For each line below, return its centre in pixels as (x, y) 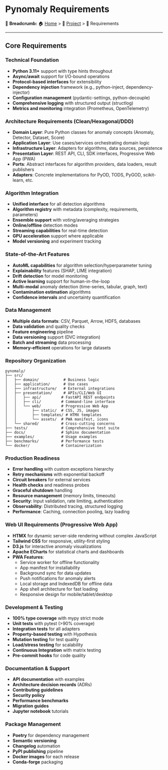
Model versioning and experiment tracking (57, 241)
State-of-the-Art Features (37, 254)
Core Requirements (36, 46)
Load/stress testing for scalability (48, 645)
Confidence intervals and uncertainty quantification (66, 297)
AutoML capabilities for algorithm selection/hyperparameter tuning (82, 265)
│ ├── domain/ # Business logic (52, 380)
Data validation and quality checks (48, 326)
